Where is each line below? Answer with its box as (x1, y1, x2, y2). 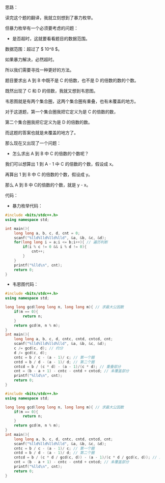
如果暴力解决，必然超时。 (5, 57, 57, 62)
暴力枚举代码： (12, 203, 43, 209)
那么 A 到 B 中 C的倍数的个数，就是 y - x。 (5, 182, 91, 188)
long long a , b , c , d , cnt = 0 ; (14, 231, 80, 236)
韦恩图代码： (12, 281, 38, 287)
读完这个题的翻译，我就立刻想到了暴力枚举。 (5, 15, 96, 21)
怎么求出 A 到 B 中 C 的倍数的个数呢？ (12, 151, 89, 156)
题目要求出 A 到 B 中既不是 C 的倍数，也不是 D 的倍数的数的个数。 (5, 78, 139, 83)
